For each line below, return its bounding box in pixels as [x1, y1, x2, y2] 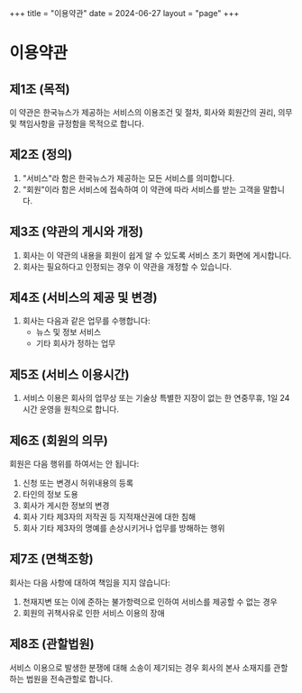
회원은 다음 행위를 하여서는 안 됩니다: [9, 459, 140, 470]
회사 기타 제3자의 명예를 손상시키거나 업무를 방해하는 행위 [22, 523, 225, 533]
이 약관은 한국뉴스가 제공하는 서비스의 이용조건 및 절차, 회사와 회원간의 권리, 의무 [9, 107, 293, 117]
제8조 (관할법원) [9, 636, 95, 652]
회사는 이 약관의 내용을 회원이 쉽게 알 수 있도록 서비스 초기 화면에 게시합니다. [22, 250, 292, 260]
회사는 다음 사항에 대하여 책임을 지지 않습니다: [9, 577, 171, 588]
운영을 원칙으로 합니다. [39, 404, 120, 415]
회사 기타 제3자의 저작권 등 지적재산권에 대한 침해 [22, 512, 197, 523]
